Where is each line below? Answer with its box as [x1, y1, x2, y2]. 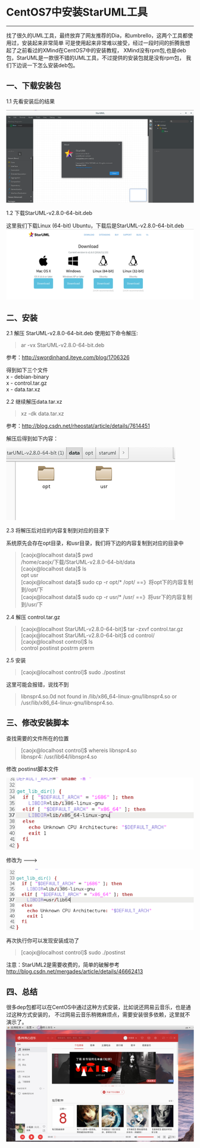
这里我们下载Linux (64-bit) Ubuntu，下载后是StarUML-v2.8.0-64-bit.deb [6, 222, 185, 229]
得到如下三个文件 [6, 367, 48, 374]
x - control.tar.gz [6, 379, 48, 387]
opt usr [20, 572, 39, 579]
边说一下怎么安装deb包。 [16, 61, 79, 68]
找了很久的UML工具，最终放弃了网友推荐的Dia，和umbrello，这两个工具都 [6, 32, 188, 39]
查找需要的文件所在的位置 [6, 735, 69, 742]
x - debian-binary [6, 373, 49, 380]
